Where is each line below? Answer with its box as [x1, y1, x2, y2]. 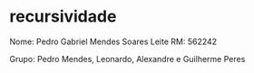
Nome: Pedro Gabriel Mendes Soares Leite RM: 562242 [9, 36, 218, 47]
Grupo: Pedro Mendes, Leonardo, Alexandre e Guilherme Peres [9, 53, 246, 64]
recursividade [9, 6, 117, 27]
